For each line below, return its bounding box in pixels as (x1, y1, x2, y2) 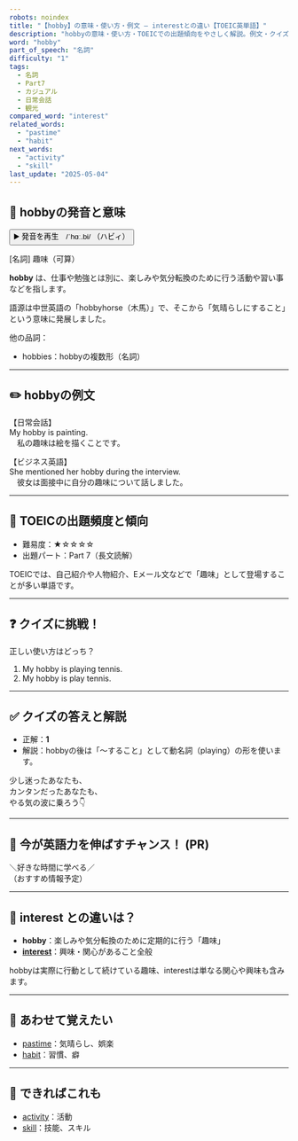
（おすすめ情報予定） (9, 873, 87, 884)
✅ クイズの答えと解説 (9, 708, 127, 723)
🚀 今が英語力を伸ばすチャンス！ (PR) (9, 837, 210, 852)
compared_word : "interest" (9, 112, 109, 121)
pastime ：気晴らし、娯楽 (21, 1038, 114, 1049)
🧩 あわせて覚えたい (9, 1012, 114, 1028)
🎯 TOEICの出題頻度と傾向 (9, 513, 149, 528)
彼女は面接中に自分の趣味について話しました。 (16, 476, 188, 488)
